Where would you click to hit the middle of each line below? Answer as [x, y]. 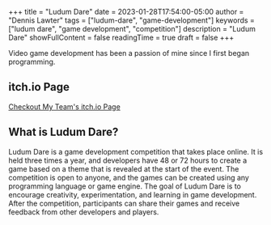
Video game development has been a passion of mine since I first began [129, 53]
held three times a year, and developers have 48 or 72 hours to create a [128, 160]
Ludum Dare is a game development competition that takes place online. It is [136, 151]
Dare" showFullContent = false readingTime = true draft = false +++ [121, 37]
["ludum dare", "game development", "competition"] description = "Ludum [132, 29]
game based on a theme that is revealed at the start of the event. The [124, 168]
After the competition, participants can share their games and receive [124, 203]
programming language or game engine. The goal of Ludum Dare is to [125, 186]
